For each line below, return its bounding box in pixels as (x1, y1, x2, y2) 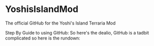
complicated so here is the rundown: (5, 35, 81, 41)
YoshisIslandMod (5, 3, 79, 15)
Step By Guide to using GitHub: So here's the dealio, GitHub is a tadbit (5, 29, 149, 35)
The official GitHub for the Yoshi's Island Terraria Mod (5, 20, 116, 26)
